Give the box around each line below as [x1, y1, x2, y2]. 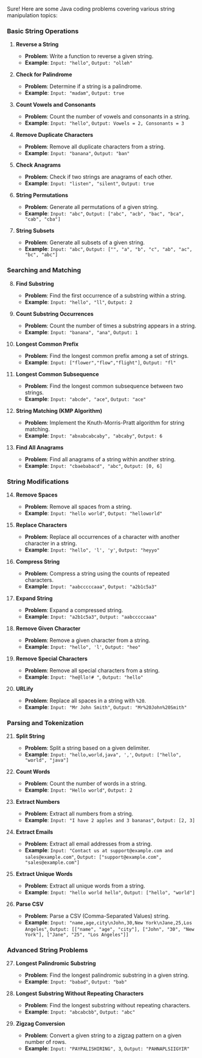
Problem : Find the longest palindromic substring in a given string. [24, 971, 189, 979]
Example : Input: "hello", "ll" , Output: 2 [24, 298, 133, 305]
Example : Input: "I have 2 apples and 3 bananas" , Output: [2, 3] [24, 817, 195, 824]
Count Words [15, 768, 50, 775]
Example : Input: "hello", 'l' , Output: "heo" [24, 643, 141, 650]
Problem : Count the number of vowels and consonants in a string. [24, 113, 190, 120]
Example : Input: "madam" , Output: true [24, 89, 125, 97]
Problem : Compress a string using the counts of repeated [24, 569, 170, 577]
